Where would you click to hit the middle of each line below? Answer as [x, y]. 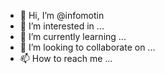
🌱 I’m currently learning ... [73, 36]
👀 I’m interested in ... [62, 26]
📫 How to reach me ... [66, 58]
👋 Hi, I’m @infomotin [62, 15]
